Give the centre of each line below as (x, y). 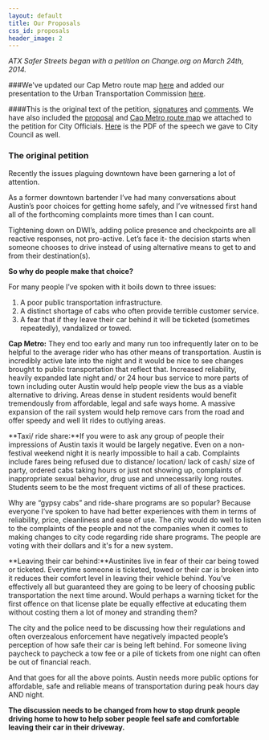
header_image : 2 (35, 38)
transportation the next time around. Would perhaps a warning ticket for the (133, 595)
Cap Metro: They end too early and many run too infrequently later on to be (133, 343)
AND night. (26, 694)
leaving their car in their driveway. (67, 727)
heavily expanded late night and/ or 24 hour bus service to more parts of (128, 378)
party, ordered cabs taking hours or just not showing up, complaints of (125, 470)
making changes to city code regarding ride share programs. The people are (134, 537)
